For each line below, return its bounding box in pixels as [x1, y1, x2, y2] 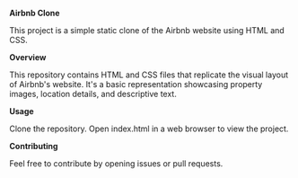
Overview [9, 52, 47, 62]
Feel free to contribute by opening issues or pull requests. [9, 158, 223, 169]
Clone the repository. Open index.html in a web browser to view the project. [9, 123, 289, 134]
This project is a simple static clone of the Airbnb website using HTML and [9, 25, 285, 35]
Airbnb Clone [9, 8, 60, 18]
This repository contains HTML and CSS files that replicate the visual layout [9, 69, 289, 80]
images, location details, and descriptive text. [9, 89, 177, 99]
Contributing [9, 141, 58, 151]
